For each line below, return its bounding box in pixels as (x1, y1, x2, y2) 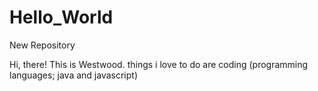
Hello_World (9, 6, 114, 29)
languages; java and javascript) (9, 69, 138, 81)
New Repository (9, 39, 76, 51)
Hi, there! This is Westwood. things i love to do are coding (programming (9, 58, 309, 70)
